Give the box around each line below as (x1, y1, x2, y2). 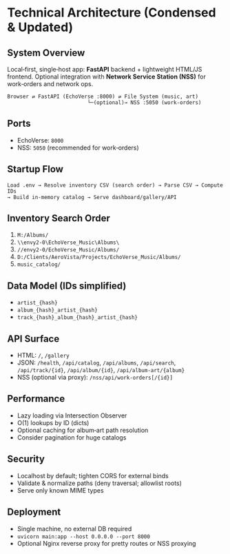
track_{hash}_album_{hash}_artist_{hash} (17, 314, 138, 321)
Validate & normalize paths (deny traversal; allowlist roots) (17, 479, 182, 487)
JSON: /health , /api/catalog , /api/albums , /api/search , (17, 358, 176, 367)
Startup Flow (7, 163, 64, 175)
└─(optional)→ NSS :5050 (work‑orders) (87, 99, 202, 106)
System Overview (7, 47, 85, 59)
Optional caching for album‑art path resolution (17, 426, 149, 434)
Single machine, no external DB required (17, 524, 132, 533)
